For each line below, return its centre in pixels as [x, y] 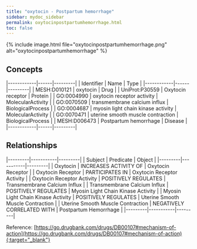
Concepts [24, 69]
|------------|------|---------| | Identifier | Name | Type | [74, 83]
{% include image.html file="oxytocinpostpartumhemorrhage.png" [87, 45]
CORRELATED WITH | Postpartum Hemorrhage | [64, 210]
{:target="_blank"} [28, 240]
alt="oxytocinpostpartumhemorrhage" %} [57, 51]
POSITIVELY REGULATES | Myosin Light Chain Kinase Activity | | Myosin [94, 191]
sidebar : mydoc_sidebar [35, 17]
